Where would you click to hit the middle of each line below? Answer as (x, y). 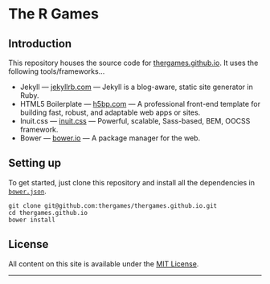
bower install (32, 220)
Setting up (35, 163)
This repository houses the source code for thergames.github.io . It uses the (133, 63)
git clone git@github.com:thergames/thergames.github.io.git (113, 205)
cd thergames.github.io (48, 213)
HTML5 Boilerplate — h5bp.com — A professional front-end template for (140, 104)
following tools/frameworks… (57, 71)
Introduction (40, 44)
